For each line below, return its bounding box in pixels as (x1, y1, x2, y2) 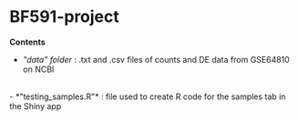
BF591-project (9, 6, 120, 27)
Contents (9, 36, 46, 47)
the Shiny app (9, 100, 62, 111)
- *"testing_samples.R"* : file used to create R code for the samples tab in (9, 91, 286, 102)
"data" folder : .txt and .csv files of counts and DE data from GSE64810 (22, 54, 290, 65)
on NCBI (22, 64, 55, 75)
